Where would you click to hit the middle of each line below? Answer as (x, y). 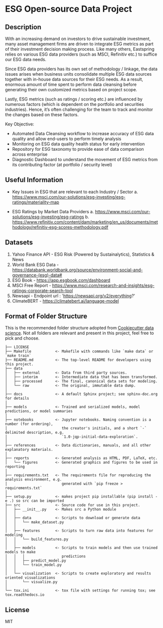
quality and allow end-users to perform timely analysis (67, 139)
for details (17, 399)
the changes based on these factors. (42, 115)
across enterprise (30, 154)
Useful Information (34, 180)
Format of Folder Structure (46, 316)
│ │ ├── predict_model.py (36, 561)
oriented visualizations (30, 578)
